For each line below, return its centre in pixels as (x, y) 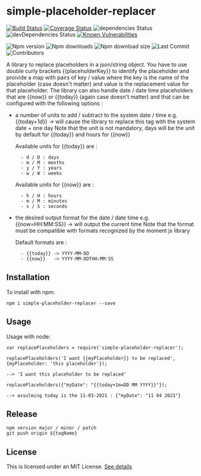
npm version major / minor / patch (51, 428)
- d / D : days (40, 157)
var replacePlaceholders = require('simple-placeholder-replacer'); (95, 348)
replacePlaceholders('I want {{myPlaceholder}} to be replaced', (91, 358)
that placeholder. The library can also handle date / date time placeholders (100, 90)
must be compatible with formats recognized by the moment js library (102, 230)
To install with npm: (31, 292)
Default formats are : (41, 242)
